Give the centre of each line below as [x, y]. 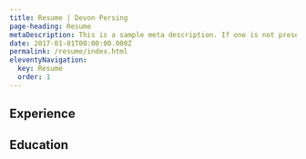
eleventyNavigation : [49, 60]
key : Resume [41, 69]
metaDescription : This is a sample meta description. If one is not [142, 35]
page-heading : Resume [51, 26]
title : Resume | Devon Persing [69, 18]
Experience [42, 114]
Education [39, 145]
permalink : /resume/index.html [69, 52]
